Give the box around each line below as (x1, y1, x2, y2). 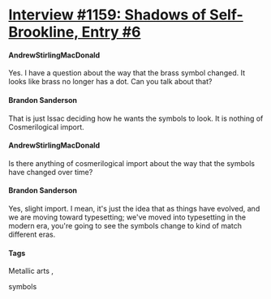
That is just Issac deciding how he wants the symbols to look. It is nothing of (8, 113, 264, 123)
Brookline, (8, 23, 79, 41)
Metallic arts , (8, 266, 54, 276)
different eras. (8, 229, 56, 239)
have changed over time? (8, 167, 93, 177)
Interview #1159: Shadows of (8, 6, 207, 24)
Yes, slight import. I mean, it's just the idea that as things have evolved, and (8, 204, 260, 213)
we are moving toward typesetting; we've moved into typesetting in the (8, 212, 246, 222)
